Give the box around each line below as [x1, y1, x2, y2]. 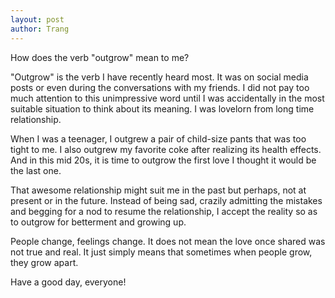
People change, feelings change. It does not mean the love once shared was [10, 235, 326, 247]
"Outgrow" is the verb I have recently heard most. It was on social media [10, 71, 309, 83]
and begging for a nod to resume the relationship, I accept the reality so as [10, 205, 318, 217]
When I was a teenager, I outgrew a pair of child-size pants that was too [10, 132, 307, 145]
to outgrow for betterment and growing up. [10, 216, 187, 228]
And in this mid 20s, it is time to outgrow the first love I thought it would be [10, 154, 317, 166]
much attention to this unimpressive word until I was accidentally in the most [10, 92, 325, 104]
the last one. [10, 164, 62, 176]
